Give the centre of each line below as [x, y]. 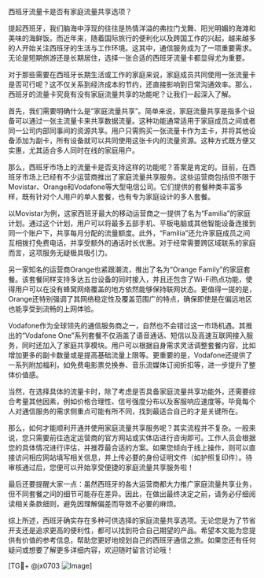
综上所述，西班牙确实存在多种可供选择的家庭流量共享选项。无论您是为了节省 [132, 521]
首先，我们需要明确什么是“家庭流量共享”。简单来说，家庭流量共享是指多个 [128, 111]
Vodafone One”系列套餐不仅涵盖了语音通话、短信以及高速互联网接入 [136, 335]
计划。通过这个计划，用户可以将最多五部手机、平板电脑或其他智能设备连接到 [132, 223]
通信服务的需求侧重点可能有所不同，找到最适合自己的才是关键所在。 [132, 411]
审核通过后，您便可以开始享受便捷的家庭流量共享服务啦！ [101, 467]
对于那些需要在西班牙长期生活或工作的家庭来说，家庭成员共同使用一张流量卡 [132, 74]
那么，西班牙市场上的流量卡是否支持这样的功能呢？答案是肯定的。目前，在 [128, 167]
